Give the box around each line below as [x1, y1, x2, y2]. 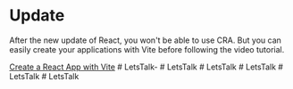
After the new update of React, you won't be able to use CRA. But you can [9, 35, 281, 45]
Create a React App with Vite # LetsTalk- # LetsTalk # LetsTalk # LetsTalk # [9, 61, 284, 72]
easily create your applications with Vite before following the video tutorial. [9, 44, 285, 54]
